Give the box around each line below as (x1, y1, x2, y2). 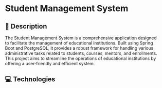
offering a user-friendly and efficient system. (5, 61, 95, 66)
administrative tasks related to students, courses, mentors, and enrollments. (5, 50, 157, 56)
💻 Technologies (5, 75, 55, 84)
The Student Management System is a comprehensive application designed (5, 35, 157, 41)
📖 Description (5, 22, 47, 30)
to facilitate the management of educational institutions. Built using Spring (5, 40, 153, 46)
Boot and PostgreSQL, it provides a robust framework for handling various (5, 45, 154, 51)
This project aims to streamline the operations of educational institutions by (5, 56, 156, 61)
